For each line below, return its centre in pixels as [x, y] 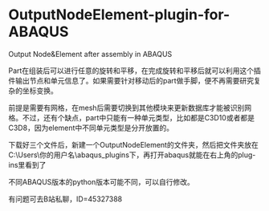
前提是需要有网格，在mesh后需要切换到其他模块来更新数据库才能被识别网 [130, 108]
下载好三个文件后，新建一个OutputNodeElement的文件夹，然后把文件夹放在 [133, 144]
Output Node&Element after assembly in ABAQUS [90, 54]
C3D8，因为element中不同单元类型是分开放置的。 [91, 128]
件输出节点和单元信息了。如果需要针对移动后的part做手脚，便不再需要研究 [131, 80]
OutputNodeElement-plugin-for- [119, 15]
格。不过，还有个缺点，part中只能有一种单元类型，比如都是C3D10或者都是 [132, 117]
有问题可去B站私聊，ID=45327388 [65, 199]
